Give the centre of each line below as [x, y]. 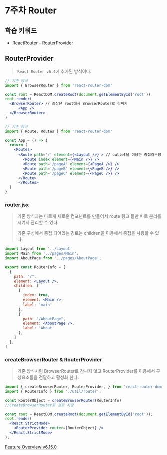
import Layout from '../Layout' [39, 249]
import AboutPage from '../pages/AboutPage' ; [53, 258]
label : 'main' [38, 305]
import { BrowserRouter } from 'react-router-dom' [59, 85]
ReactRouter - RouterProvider [43, 43]
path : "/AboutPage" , [44, 319]
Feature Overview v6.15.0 [31, 447]
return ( [19, 145]
